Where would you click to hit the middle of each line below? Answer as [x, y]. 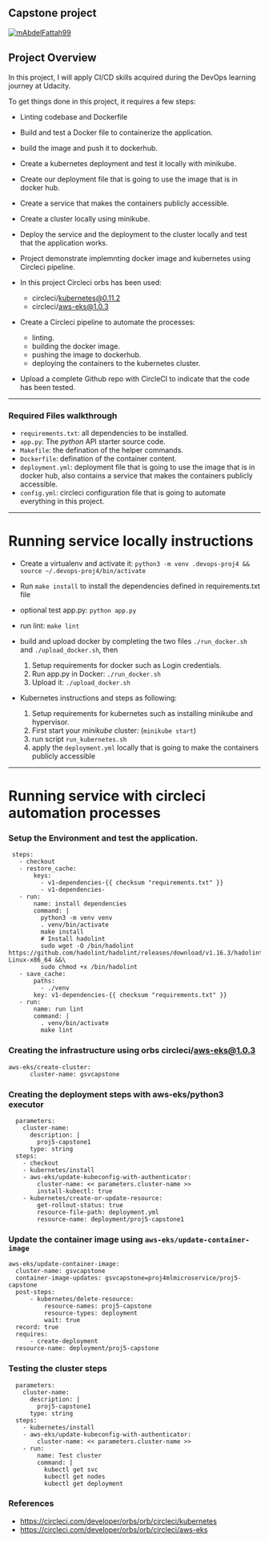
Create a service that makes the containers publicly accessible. [124, 203]
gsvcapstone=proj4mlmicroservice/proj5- [173, 1278]
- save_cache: [42, 974]
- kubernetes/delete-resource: [82, 1300]
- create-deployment [64, 1341]
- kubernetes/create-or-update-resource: [92, 1198]
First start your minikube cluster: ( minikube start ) [114, 730]
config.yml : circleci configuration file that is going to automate [123, 492]
